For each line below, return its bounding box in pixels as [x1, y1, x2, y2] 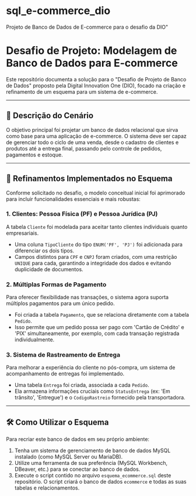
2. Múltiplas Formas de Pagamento [6, 280, 107, 288]
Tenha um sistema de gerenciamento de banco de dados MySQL [14, 447, 171, 454]
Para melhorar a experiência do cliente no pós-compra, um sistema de [6, 364, 176, 371]
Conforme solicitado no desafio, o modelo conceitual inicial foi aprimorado [6, 189, 185, 196]
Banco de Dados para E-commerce [6, 57, 178, 70]
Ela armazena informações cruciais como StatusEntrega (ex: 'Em [14, 388, 170, 395]
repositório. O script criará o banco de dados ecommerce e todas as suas [14, 478, 187, 485]
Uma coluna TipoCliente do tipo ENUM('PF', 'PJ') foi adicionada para [14, 241, 183, 248]
